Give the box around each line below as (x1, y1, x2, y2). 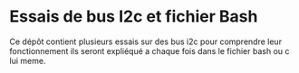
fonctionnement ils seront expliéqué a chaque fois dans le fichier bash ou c (9, 45, 290, 56)
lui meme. (9, 55, 46, 66)
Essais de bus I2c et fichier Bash (9, 6, 258, 27)
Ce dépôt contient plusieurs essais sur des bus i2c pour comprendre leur (9, 36, 283, 47)
